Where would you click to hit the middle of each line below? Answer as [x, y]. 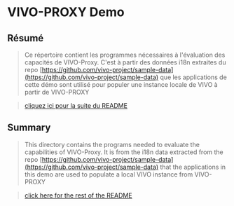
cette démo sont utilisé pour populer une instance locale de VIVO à [121, 84]
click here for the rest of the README [78, 195]
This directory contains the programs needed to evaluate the [112, 144]
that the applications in [193, 167]
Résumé [26, 38]
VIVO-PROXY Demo [66, 12]
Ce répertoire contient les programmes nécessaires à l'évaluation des [125, 55]
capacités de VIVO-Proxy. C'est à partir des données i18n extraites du [125, 62]
